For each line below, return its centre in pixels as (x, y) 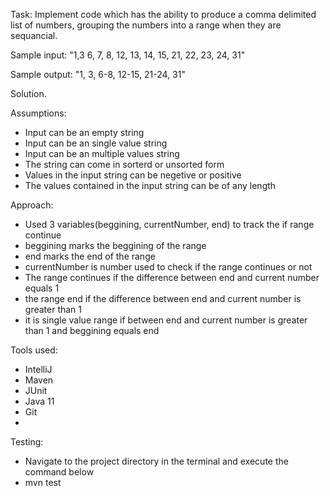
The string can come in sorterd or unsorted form (124, 164)
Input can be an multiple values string (102, 153)
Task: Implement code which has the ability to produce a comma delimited (163, 14)
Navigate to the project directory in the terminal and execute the (156, 461)
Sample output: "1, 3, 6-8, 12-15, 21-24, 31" (98, 74)
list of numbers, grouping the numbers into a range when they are (146, 25)
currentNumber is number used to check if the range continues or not (168, 267)
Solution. (28, 93)
